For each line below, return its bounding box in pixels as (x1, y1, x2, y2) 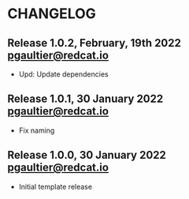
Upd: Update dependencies (18, 69, 109, 79)
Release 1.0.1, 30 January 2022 (7, 92, 164, 106)
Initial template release (18, 182, 92, 191)
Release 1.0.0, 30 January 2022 (7, 148, 167, 162)
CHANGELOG (7, 5, 96, 23)
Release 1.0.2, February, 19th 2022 (7, 36, 182, 50)
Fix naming (18, 126, 55, 135)
